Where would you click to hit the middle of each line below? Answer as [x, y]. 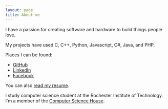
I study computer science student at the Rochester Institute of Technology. [84, 95]
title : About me [23, 15]
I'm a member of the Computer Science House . [55, 101]
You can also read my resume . [37, 85]
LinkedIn [22, 70]
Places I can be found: [29, 55]
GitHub [20, 64]
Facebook [23, 75]
